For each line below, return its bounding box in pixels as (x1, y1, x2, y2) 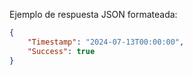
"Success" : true (27, 46, 96, 56)
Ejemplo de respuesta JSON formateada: (9, 9, 178, 20)
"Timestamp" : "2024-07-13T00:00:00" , (27, 37, 185, 47)
